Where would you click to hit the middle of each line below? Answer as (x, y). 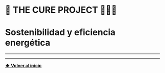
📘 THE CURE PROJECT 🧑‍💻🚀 (61, 10)
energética (28, 43)
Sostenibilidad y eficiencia (60, 33)
